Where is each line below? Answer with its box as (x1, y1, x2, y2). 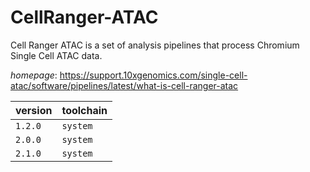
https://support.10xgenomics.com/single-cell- (59, 69, 248, 81)
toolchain (61, 103, 108, 117)
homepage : (10, 69, 58, 81)
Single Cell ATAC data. (10, 49, 103, 61)
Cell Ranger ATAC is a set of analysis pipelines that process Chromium (10, 39, 300, 51)
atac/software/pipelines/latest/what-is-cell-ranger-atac (10, 79, 239, 91)
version (15, 103, 53, 117)
